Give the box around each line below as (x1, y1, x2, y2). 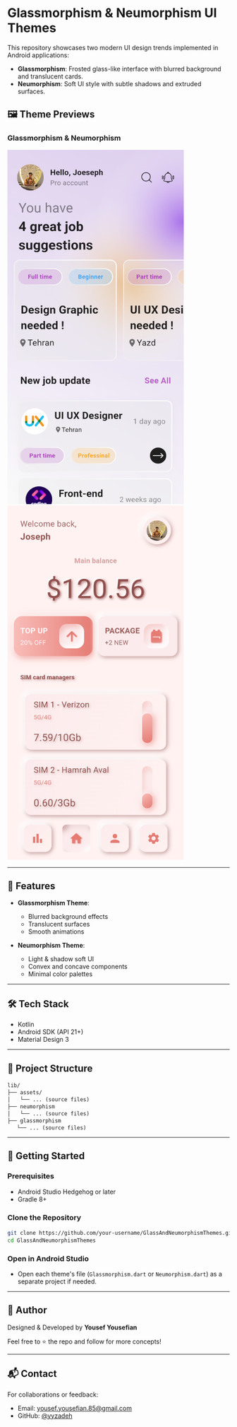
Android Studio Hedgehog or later (17, 1187, 116, 1196)
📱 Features (7, 880, 56, 892)
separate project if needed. (17, 1277, 97, 1286)
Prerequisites (7, 1171, 54, 1181)
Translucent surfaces (28, 920, 90, 929)
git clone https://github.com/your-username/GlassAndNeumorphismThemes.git (7, 1230, 235, 1237)
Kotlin (17, 1020, 35, 1029)
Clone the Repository (7, 1212, 82, 1222)
